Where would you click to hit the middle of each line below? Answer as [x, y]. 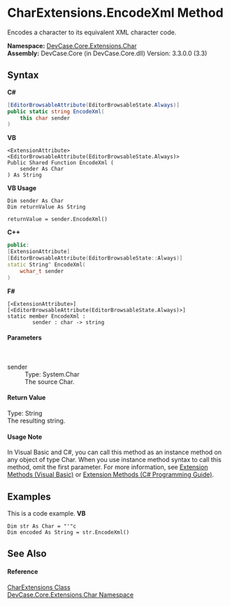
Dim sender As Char [36, 201]
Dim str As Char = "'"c [42, 526]
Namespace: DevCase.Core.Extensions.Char [72, 45]
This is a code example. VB [46, 513]
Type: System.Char [52, 374]
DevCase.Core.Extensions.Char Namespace [71, 594]
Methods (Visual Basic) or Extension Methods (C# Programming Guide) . [111, 474]
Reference [23, 571]
